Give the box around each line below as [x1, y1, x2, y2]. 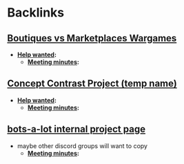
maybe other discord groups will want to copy [17, 141, 148, 150]
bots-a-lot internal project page [7, 123, 146, 135]
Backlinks [7, 5, 65, 21]
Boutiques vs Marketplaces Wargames [7, 32, 177, 44]
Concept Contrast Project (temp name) [7, 78, 177, 90]
